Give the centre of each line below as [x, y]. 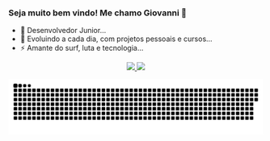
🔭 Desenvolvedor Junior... [63, 31]
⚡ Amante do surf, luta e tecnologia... [82, 48]
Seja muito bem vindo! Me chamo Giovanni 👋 [98, 13]
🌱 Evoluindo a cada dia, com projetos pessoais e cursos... [116, 39]
